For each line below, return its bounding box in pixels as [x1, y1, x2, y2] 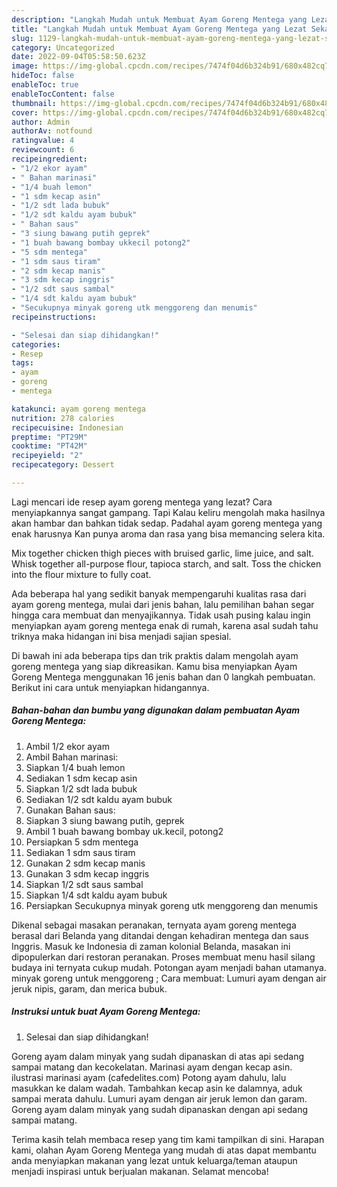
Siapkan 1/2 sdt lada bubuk [25, 782, 138, 795]
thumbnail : [11, 98, 57, 108]
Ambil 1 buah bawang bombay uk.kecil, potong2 [25, 825, 224, 837]
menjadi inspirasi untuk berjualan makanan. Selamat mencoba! [11, 1165, 269, 1177]
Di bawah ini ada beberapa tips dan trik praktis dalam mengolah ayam [11, 649, 299, 661]
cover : [11, 107, 39, 118]
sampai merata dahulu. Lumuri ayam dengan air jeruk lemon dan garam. [11, 1092, 308, 1105]
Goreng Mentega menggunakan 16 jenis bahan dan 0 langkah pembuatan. [11, 671, 316, 683]
